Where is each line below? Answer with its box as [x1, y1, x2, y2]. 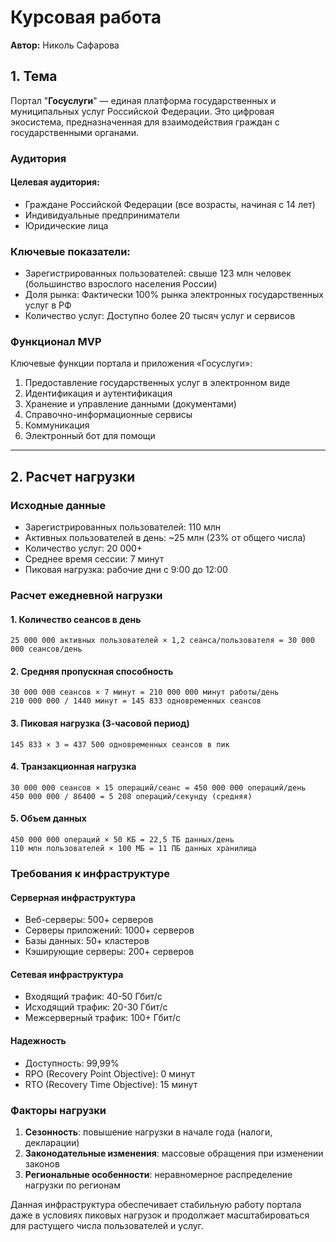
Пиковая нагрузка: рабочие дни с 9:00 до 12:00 [24, 564, 228, 576]
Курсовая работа [10, 6, 162, 29]
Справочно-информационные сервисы [24, 409, 193, 421]
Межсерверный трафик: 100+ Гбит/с [24, 1012, 182, 1024]
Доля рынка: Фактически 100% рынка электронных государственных [24, 289, 324, 301]
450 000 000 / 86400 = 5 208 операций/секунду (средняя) [10, 791, 253, 801]
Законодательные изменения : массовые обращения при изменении [24, 1147, 324, 1159]
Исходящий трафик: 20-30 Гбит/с [24, 1001, 168, 1013]
